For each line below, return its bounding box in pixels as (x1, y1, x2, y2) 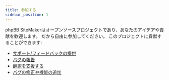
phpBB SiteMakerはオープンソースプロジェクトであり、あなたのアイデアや (5, 26, 160, 33)
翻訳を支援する (12, 63, 44, 69)
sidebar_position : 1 (5, 12, 49, 17)
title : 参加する (5, 7, 36, 13)
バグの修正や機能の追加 (12, 69, 62, 75)
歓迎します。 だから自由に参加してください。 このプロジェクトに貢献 (14, 33, 157, 39)
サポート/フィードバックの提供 (12, 50, 77, 56)
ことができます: (9, 39, 42, 46)
